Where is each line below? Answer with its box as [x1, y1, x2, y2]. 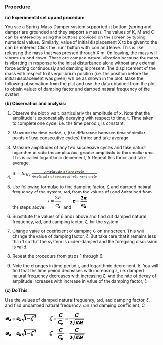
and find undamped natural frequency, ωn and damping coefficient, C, [5, 302, 146, 308]
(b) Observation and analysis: [5, 101, 67, 107]
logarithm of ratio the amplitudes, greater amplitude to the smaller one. [12, 150, 154, 155]
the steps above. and [12, 204, 72, 210]
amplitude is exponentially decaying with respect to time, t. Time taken [12, 115, 154, 121]
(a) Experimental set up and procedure [5, 15, 85, 20]
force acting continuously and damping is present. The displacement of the [5, 65, 156, 71]
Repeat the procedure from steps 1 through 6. [12, 253, 104, 259]
